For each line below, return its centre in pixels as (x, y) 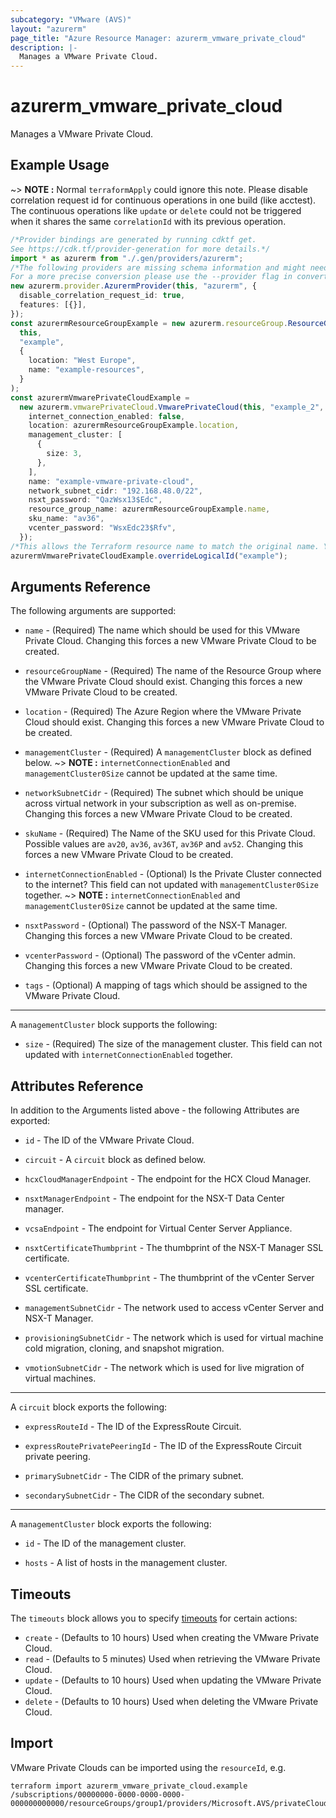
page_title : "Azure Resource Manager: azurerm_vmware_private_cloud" (158, 38)
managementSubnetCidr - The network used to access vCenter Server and (174, 1308)
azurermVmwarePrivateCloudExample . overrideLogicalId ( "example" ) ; (149, 556)
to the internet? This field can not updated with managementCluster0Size (171, 885)
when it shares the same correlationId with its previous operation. (148, 221)
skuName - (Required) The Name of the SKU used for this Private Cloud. (170, 833)
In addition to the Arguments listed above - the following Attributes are (155, 1110)
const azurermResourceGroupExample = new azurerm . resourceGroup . (149, 323)
